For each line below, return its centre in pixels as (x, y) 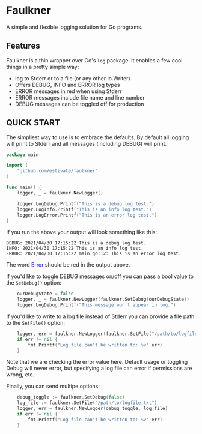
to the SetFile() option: (35, 322)
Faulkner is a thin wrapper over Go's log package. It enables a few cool (94, 60)
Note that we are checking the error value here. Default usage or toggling (97, 362)
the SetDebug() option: (34, 283)
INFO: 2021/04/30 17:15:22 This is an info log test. (75, 249)
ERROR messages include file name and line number (80, 97)
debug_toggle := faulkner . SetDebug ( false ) (71, 397)
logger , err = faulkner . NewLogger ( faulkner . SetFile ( (84, 334)
